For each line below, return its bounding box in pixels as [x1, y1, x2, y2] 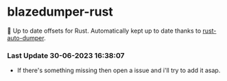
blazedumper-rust [7, 4, 113, 20]
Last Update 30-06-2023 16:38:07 [7, 50, 125, 60]
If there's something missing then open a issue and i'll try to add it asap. [16, 66, 221, 75]
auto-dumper [7, 33, 45, 42]
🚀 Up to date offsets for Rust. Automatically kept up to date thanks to [7, 27, 202, 35]
